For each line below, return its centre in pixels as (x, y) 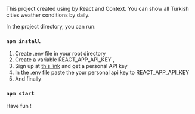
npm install (24, 41)
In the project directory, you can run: (51, 27)
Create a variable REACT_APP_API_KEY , (64, 60)
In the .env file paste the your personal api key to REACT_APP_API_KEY (102, 73)
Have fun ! (19, 106)
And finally (28, 79)
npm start (20, 94)
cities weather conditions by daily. (48, 15)
